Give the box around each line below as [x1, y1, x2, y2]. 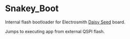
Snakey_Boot [5, 3, 59, 14]
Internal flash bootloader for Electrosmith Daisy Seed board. [5, 19, 126, 25]
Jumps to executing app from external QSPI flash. [5, 28, 105, 34]
